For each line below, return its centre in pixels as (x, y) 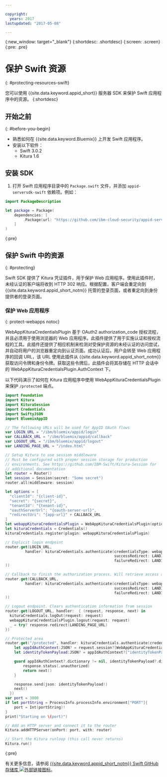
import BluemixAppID (27, 419)
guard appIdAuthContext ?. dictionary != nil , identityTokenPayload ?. (86, 662)
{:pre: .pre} (16, 47)
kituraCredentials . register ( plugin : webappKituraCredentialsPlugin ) (78, 533)
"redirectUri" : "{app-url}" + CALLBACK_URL (55, 515)
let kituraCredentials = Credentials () (46, 529)
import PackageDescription (33, 201)
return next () (38, 671)
